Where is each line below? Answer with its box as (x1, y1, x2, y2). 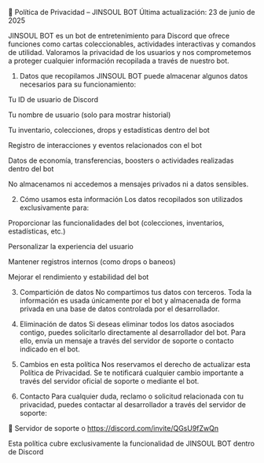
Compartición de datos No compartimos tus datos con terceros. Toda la (19, 288, 252, 296)
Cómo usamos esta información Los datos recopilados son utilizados (19, 195, 244, 204)
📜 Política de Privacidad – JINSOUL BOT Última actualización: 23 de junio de (8, 8, 255, 17)
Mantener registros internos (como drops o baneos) (8, 257, 176, 266)
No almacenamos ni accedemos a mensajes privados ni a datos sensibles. (8, 179, 249, 189)
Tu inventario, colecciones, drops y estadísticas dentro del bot (8, 126, 210, 134)
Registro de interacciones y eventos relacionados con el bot (8, 141, 203, 149)
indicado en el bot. (19, 344, 80, 354)
